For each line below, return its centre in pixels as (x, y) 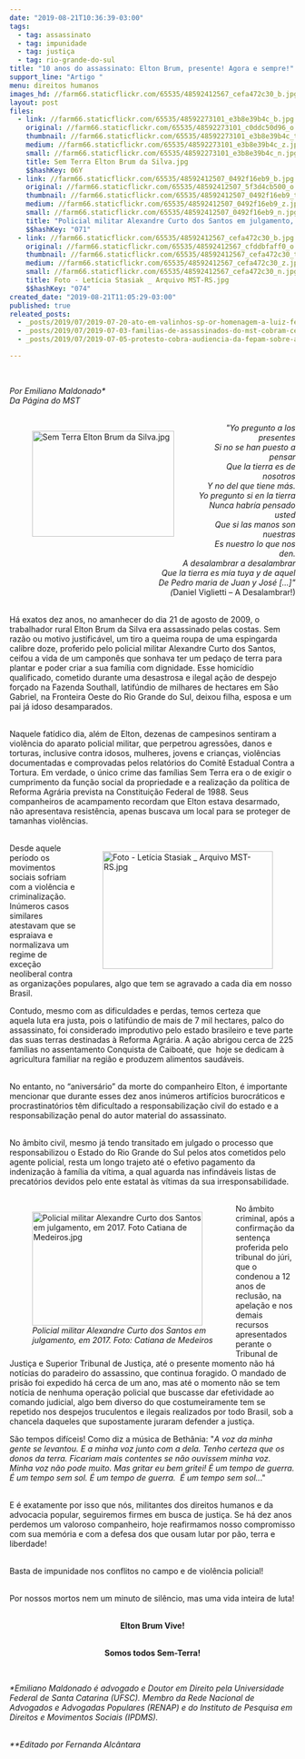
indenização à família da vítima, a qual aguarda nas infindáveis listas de (143, 1171)
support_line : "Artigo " (56, 77)
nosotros (279, 476)
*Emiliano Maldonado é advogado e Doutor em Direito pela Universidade (147, 1688)
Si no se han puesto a (255, 447)
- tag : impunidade (53, 43)
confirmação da (265, 1228)
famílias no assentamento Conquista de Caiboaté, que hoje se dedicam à (147, 1049)
